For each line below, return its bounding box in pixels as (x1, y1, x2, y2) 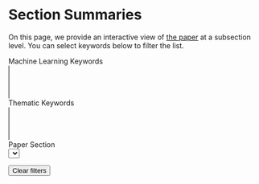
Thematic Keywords (8, 98, 75, 108)
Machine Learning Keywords (8, 56, 103, 66)
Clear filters (12, 166, 47, 174)
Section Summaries (8, 6, 142, 24)
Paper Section (8, 139, 55, 149)
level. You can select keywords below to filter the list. (8, 40, 185, 50)
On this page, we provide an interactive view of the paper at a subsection (8, 32, 252, 42)
